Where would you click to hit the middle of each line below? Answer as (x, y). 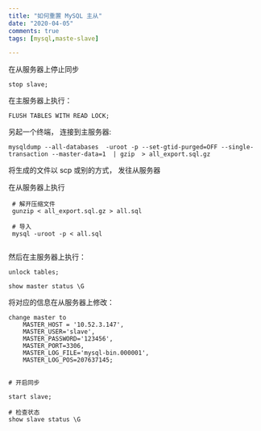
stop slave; (28, 85)
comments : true (34, 31)
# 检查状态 (24, 412)
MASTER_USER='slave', (59, 332)
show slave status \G (45, 420)
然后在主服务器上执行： (47, 257)
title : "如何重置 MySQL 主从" (55, 16)
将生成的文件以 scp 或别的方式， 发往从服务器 (85, 170)
